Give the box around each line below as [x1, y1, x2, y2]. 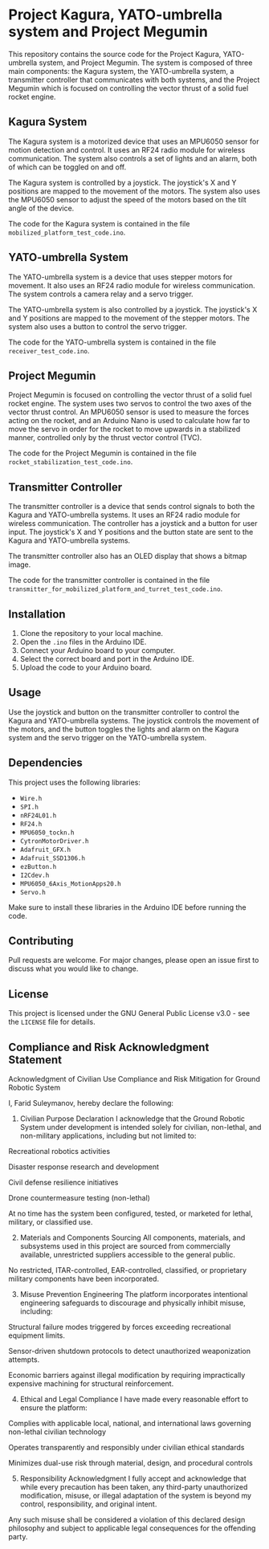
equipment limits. [8, 1331, 66, 1340]
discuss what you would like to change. [8, 964, 139, 973]
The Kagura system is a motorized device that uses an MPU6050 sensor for [8, 137, 259, 146]
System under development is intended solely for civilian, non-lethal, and [19, 1123, 262, 1132]
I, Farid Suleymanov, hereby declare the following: [8, 1099, 174, 1108]
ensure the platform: [19, 1403, 88, 1412]
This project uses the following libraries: [8, 777, 141, 787]
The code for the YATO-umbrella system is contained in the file [8, 337, 217, 347]
